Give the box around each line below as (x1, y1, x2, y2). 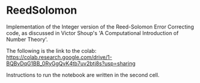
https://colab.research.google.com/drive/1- (6, 53, 112, 60)
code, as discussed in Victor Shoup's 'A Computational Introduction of (6, 29, 179, 36)
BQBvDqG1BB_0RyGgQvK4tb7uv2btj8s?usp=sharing (6, 60, 136, 67)
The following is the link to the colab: (6, 47, 97, 54)
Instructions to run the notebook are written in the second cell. (6, 71, 160, 78)
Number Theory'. (6, 36, 48, 43)
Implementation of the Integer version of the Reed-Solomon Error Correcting (6, 23, 194, 30)
